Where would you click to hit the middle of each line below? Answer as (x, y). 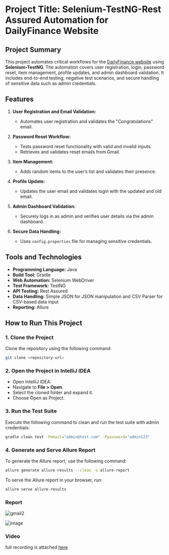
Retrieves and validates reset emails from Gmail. (70, 152)
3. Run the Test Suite (31, 411)
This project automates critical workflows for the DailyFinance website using (84, 62)
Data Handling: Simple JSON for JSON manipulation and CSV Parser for (88, 296)
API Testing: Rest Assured (40, 291)
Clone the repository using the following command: (59, 349)
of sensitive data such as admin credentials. (51, 83)
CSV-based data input (36, 302)
